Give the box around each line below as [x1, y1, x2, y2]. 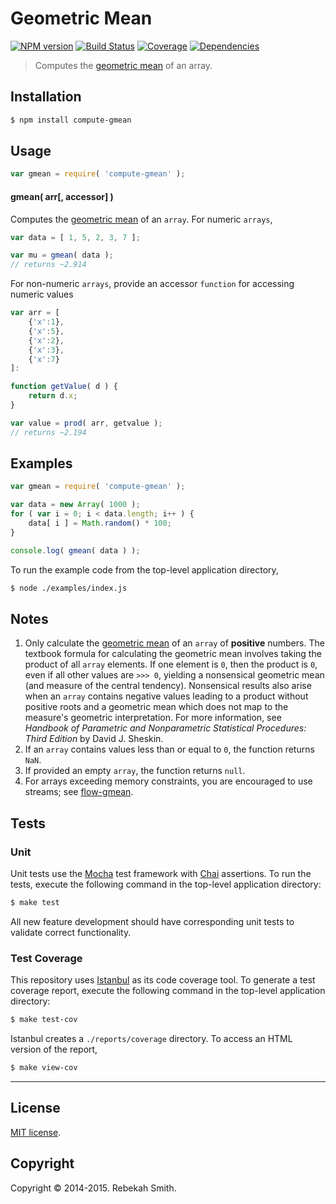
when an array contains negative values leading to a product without [24, 690, 309, 702]
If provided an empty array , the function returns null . [24, 765, 246, 777]
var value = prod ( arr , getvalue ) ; [10, 418, 163, 428]
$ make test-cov [10, 1015, 78, 1025]
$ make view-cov [10, 1063, 78, 1073]
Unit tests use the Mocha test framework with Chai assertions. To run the [10, 868, 312, 880]
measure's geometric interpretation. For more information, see [24, 712, 282, 724]
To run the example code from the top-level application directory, [10, 563, 279, 576]
